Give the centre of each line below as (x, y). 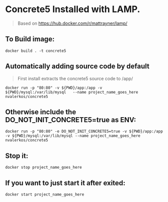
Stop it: (17, 156)
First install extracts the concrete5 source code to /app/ (75, 78)
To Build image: (30, 39)
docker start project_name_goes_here (45, 194)
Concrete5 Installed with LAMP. (73, 9)
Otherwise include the (41, 112)
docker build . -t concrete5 (36, 51)
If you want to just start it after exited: (65, 183)
